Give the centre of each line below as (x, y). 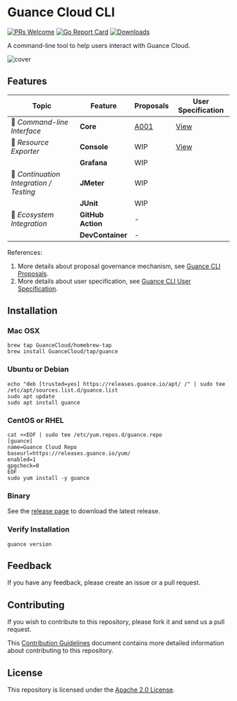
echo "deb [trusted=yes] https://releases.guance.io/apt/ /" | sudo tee (116, 384)
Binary (19, 496)
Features (27, 82)
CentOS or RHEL (36, 420)
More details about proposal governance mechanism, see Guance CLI (119, 266)
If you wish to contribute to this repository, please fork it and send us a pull (116, 622)
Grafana (94, 162)
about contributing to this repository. (61, 651)
